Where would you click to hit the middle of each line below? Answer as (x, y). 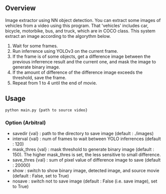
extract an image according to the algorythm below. (58, 36)
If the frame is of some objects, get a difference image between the (81, 56)
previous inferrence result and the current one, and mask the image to (84, 61)
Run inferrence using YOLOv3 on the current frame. (65, 51)
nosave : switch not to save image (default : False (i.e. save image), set (85, 181)
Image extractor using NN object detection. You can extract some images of (83, 20)
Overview (21, 8)
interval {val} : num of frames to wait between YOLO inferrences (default (86, 139)
